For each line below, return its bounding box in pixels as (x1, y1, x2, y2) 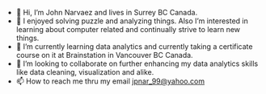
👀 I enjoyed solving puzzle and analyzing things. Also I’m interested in (15, 16, 249, 26)
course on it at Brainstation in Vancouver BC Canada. (15, 51, 193, 59)
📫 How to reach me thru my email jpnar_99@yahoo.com (15, 76, 205, 86)
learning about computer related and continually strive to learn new (15, 25, 241, 34)
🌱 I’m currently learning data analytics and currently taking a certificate (15, 42, 253, 51)
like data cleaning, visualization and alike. (15, 67, 154, 76)
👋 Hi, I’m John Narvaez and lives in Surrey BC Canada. (15, 8, 198, 17)
